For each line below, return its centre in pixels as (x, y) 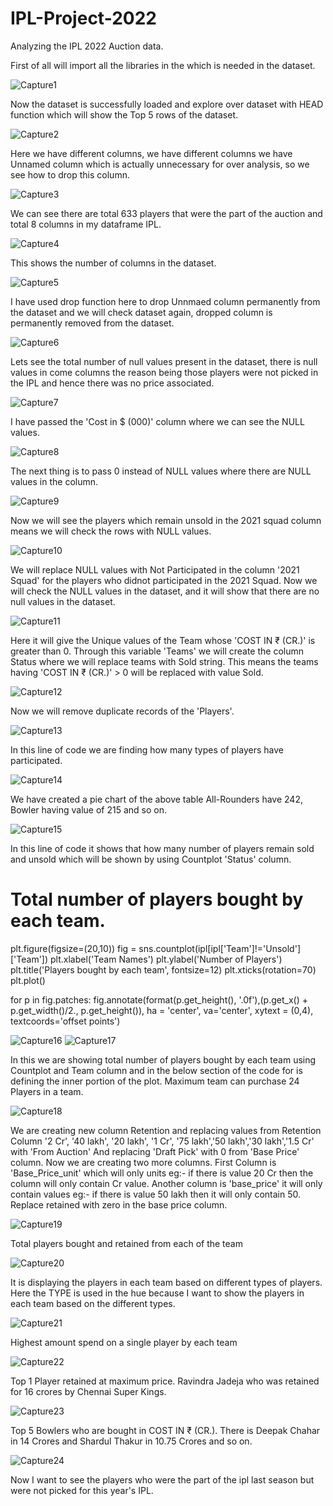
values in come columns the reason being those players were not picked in (164, 372)
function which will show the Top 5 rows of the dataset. (124, 114)
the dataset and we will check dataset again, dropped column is (141, 312)
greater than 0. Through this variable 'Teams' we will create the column (157, 651)
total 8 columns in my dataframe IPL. (86, 224)
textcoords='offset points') (65, 1021)
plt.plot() (28, 980)
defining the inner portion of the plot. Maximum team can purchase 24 (155, 1081)
